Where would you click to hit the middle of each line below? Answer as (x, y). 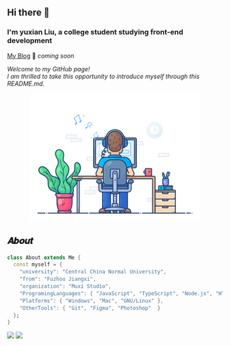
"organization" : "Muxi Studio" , (65, 286)
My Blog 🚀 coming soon (41, 55)
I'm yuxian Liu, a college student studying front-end (95, 32)
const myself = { (38, 264)
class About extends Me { (44, 258)
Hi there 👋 (28, 13)
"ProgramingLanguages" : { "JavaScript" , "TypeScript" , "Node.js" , (116, 293)
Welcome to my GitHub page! (49, 69)
